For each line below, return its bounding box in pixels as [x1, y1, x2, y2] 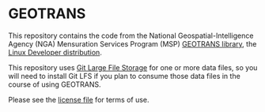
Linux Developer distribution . [8, 47, 103, 57]
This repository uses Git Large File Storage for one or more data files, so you [8, 62, 258, 72]
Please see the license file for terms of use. [8, 95, 150, 104]
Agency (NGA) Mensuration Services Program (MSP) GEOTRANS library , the [8, 39, 257, 48]
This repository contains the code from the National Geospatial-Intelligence [8, 31, 254, 40]
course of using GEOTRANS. [8, 80, 101, 89]
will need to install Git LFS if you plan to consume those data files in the [8, 71, 241, 80]
